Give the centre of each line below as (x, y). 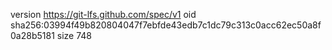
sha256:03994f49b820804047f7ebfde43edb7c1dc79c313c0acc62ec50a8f (166, 25)
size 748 (74, 35)
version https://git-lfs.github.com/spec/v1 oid (103, 14)
